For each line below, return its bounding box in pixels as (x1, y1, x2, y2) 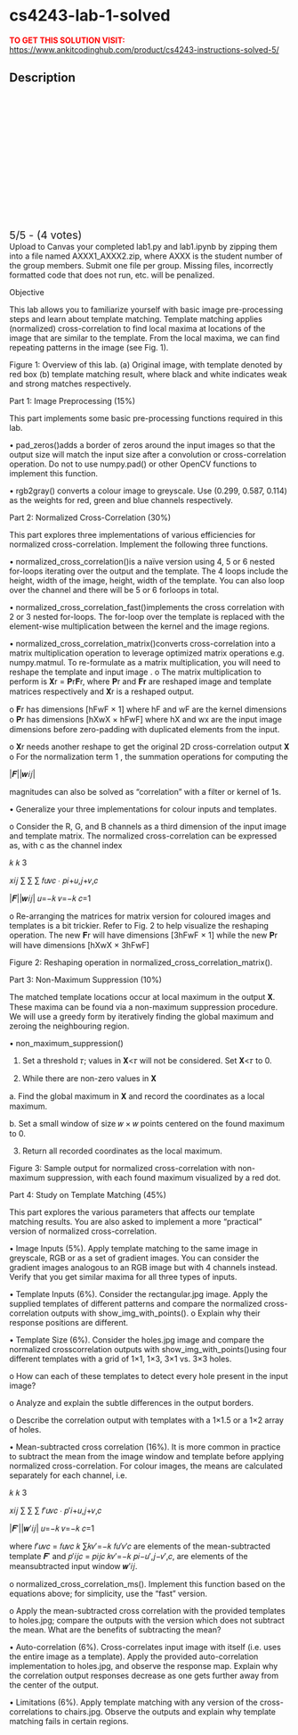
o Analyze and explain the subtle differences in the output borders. (9, 1397, 254, 1408)
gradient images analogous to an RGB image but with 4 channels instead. (9, 1261, 278, 1272)
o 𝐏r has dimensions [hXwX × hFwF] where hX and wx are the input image (9, 714, 283, 724)
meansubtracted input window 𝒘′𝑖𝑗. (9, 1560, 138, 1571)
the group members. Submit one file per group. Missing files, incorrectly (9, 260, 274, 270)
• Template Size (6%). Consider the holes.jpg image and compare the (9, 1334, 265, 1345)
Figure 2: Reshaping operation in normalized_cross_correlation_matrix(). (9, 956, 273, 968)
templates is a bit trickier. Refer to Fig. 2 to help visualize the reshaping (9, 920, 269, 930)
